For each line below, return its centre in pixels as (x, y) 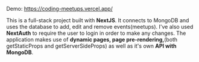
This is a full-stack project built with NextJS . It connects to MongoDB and (98, 20)
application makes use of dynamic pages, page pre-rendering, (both (92, 39)
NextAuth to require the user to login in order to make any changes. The (96, 33)
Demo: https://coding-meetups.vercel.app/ (59, 9)
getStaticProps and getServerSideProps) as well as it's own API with (91, 46)
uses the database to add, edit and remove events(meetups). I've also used (100, 27)
